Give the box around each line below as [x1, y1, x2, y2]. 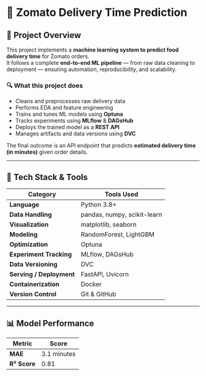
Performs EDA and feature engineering [15, 104, 113, 111]
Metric [12, 339, 32, 348]
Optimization [9, 240, 48, 249]
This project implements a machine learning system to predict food [6, 46, 179, 53]
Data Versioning [9, 260, 58, 269]
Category [28, 190, 56, 198]
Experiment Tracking [9, 250, 72, 259]
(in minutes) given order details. [6, 148, 88, 156]
